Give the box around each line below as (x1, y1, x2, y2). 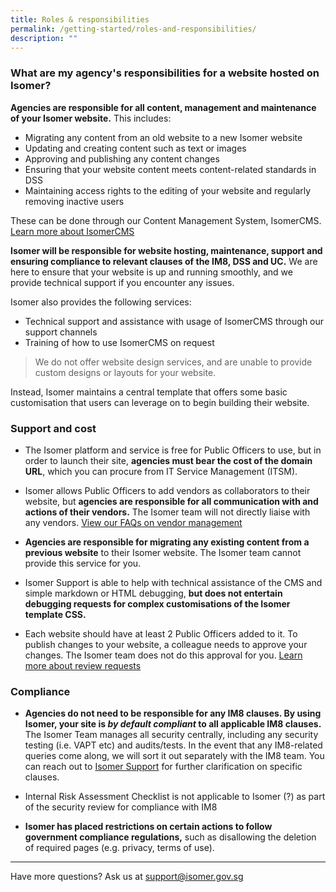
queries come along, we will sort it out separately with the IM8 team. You (24, 750, 325, 762)
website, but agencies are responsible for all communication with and (24, 495, 319, 507)
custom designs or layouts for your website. (34, 366, 217, 378)
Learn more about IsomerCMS (10, 225, 135, 237)
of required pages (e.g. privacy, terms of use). (24, 842, 215, 854)
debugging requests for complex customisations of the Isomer (24, 597, 291, 610)
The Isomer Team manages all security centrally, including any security (24, 729, 319, 741)
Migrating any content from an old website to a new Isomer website (24, 131, 303, 143)
